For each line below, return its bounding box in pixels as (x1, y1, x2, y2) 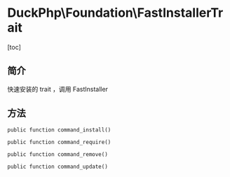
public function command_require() (7, 139, 111, 146)
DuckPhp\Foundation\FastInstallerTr (7, 5, 224, 21)
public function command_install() (7, 126, 111, 134)
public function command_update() (7, 163, 109, 170)
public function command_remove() (7, 150, 109, 158)
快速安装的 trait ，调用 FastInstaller (7, 85, 109, 93)
